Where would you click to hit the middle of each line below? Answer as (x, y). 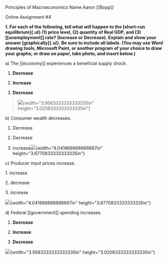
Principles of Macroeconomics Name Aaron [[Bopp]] (59, 7)
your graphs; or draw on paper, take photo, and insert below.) (70, 53)
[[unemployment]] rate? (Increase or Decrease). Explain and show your (81, 38)
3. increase (17, 192)
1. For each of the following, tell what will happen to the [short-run (75, 27)
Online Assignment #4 (28, 17)
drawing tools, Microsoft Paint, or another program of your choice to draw (83, 48)
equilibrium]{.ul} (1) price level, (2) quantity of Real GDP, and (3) (73, 32)
